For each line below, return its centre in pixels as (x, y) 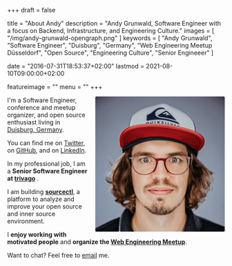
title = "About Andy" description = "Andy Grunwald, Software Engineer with (114, 23)
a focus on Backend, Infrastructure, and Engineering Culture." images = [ (111, 31)
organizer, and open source (46, 115)
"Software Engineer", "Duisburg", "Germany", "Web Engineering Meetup (110, 45)
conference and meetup (41, 107)
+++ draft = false (31, 10)
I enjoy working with (37, 235)
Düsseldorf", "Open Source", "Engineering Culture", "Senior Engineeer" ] (110, 53)
